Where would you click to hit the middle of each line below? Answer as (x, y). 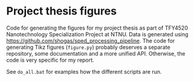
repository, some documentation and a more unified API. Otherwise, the (96, 53)
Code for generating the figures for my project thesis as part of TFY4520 (97, 28)
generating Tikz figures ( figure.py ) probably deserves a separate (89, 47)
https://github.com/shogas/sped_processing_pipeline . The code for (91, 40)
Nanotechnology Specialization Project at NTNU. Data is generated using (98, 34)
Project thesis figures (62, 11)
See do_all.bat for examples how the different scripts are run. (84, 71)
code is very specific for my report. (50, 60)
